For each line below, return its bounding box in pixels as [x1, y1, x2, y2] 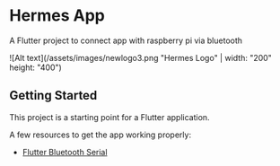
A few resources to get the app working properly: [9, 129, 191, 140]
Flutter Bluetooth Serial [22, 146, 108, 157]
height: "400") [9, 62, 63, 73]
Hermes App [9, 5, 105, 26]
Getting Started [9, 88, 98, 103]
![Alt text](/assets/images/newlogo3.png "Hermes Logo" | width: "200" [9, 52, 272, 63]
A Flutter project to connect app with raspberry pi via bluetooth [9, 35, 243, 46]
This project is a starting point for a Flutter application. [9, 111, 210, 122]
